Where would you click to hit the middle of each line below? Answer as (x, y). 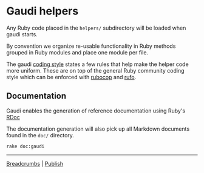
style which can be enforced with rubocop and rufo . (71, 77)
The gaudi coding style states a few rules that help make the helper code (98, 64)
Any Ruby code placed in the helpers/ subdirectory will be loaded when (96, 28)
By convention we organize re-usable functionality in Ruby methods (91, 46)
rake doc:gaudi (25, 146)
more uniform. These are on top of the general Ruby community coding (95, 70)
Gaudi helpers (42, 11)
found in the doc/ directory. (40, 135)
